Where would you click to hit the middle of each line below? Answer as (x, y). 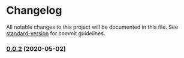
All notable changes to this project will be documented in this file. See (92, 27)
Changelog (34, 10)
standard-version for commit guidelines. (56, 33)
